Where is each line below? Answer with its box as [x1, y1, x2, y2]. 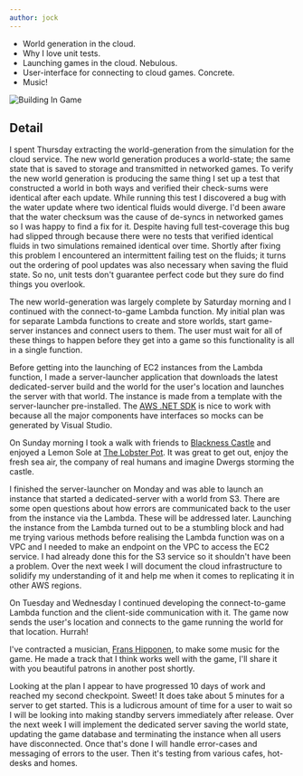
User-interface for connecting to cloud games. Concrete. [22, 67, 235, 78]
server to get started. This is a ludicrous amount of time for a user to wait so [9, 700, 293, 711]
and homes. [33, 758, 79, 769]
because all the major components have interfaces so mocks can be [9, 410, 264, 421]
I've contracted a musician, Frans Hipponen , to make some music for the [9, 644, 280, 655]
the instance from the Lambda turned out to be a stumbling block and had [9, 522, 285, 533]
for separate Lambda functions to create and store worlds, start [9, 316, 246, 327]
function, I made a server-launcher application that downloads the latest [9, 372, 279, 383]
